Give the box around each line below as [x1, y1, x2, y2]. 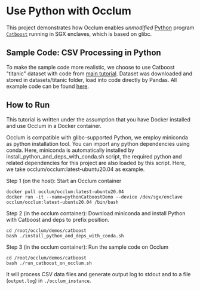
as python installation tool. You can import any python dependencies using [6, 140, 190, 147]
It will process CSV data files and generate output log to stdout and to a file [6, 270, 191, 277]
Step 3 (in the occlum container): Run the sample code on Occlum [6, 243, 169, 251]
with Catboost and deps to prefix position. [6, 216, 109, 223]
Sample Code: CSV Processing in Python [6, 48, 161, 58]
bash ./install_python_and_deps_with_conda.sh [6, 233, 124, 239]
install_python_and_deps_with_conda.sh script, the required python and [6, 152, 182, 160]
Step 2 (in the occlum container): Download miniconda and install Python [6, 209, 186, 216]
